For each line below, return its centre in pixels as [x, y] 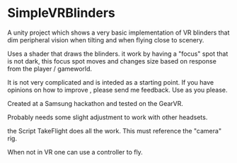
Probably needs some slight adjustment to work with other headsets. [108, 117]
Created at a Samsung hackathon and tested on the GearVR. [96, 103]
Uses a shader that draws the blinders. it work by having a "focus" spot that [118, 54]
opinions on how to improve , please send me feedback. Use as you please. [117, 90]
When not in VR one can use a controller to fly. [75, 152]
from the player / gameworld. [50, 68]
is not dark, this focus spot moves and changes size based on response [112, 61]
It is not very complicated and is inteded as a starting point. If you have [111, 82]
